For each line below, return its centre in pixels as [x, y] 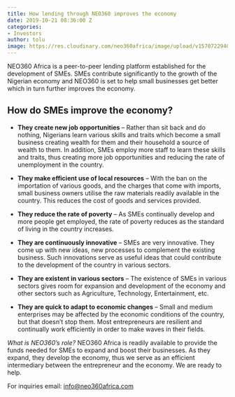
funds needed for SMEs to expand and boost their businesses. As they [109, 350]
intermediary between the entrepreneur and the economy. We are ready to [115, 365]
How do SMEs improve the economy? [90, 110]
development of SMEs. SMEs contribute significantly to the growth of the [112, 74]
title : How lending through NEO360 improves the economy [92, 14]
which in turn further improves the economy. [71, 89]
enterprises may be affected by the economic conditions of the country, [121, 314]
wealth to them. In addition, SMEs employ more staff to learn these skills [121, 149]
